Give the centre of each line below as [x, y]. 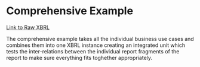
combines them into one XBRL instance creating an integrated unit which [96, 45]
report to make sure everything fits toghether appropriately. [79, 58]
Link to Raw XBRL [28, 27]
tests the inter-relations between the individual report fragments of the [93, 51]
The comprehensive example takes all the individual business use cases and [100, 39]
